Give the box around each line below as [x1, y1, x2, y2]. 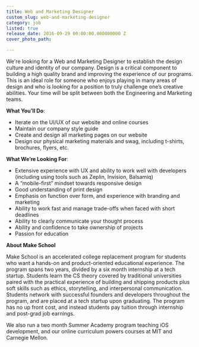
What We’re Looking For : [6, 156, 68, 162]
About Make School [6, 242, 56, 248]
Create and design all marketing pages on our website [14, 131, 147, 138]
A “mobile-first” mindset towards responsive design [14, 179, 142, 187]
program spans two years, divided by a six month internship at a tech [6, 266, 176, 273]
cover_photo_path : [6, 36, 52, 42]
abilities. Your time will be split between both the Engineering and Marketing [6, 90, 192, 96]
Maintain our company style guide [14, 125, 99, 132]
